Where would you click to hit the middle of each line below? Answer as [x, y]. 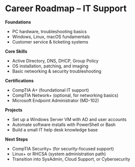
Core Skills [16, 51]
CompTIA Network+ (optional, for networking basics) [65, 95]
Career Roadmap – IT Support [66, 9]
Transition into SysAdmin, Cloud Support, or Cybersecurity [71, 159]
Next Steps [17, 139]
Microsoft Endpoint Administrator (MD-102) [55, 100]
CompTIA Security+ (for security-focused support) [63, 148]
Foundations [18, 22]
